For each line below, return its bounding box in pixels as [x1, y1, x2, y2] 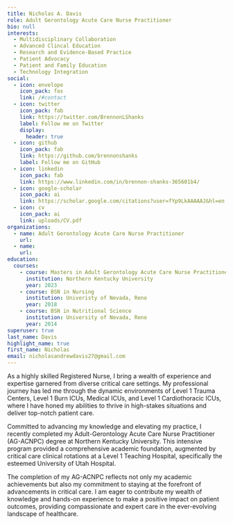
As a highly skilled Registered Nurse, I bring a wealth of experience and [7, 372, 212, 380]
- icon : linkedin [13, 165, 64, 172]
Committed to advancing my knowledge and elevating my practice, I [7, 422, 202, 430]
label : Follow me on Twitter [19, 120, 104, 127]
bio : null [7, 23, 36, 30]
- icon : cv [13, 204, 45, 211]
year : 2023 [25, 282, 58, 289]
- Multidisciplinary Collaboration [13, 36, 116, 43]
